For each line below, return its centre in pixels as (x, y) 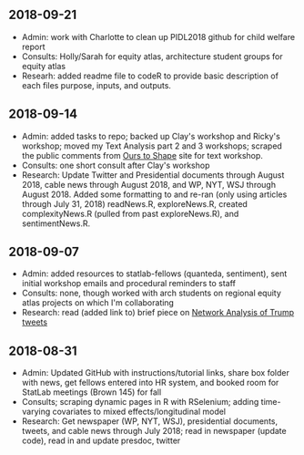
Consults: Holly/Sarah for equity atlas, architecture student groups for (152, 56)
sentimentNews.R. (56, 223)
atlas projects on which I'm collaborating (98, 303)
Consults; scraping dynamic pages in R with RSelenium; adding (140, 402)
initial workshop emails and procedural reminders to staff (128, 284)
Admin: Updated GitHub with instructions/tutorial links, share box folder (156, 373)
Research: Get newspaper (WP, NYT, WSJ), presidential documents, (150, 421)
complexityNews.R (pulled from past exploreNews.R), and (130, 213)
